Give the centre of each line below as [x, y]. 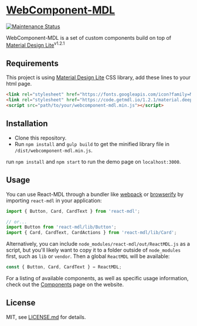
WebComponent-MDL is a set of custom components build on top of [89, 38]
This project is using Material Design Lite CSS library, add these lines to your [98, 77]
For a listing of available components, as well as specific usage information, [97, 279]
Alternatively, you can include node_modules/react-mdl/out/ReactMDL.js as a [98, 244]
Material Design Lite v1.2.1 [35, 45]
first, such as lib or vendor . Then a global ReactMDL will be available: [88, 256]
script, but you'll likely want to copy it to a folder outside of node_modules [93, 250]
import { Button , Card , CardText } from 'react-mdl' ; [73, 211]
